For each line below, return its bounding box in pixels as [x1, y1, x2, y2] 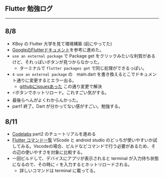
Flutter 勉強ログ [5, 4, 53, 13]
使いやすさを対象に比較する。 [25, 149, 85, 155]
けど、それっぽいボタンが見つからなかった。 [12, 59, 102, 65]
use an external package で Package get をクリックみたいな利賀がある [12, 53, 156, 59]
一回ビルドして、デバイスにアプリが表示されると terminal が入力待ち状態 [12, 156, 159, 161]
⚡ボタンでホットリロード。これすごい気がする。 [12, 89, 109, 95]
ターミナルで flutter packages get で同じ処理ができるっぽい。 [19, 65, 147, 71]
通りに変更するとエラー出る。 [16, 77, 77, 83]
